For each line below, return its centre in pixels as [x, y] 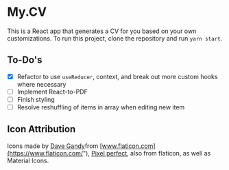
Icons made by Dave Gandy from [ [55, 146]
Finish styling [36, 99]
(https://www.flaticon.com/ [45, 153]
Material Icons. [28, 160]
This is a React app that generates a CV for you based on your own [102, 31]
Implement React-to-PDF [52, 92]
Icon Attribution [41, 129]
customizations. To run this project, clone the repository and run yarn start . [115, 38]
